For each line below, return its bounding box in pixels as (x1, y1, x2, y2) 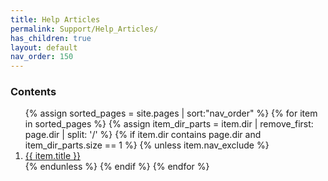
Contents (10, 85, 57, 99)
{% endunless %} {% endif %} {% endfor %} (24, 161, 210, 173)
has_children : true (10, 33, 92, 43)
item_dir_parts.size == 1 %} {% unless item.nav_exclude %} (24, 139, 270, 151)
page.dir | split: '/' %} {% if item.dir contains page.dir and (24, 129, 262, 141)
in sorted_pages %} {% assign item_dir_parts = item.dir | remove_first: (24, 118, 314, 130)
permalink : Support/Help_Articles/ (10, 24, 159, 34)
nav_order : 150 (10, 52, 74, 62)
